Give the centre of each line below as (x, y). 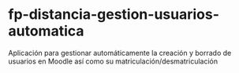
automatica (46, 31)
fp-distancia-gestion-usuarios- (114, 15)
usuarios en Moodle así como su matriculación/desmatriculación (113, 61)
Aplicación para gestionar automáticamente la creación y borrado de (120, 53)
